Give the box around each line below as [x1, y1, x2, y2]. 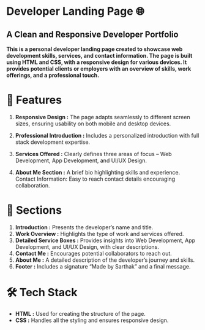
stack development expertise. [15, 138, 91, 146]
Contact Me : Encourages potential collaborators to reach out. [15, 249, 173, 257]
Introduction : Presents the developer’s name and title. [15, 223, 154, 231]
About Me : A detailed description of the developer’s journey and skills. [15, 256, 195, 264]
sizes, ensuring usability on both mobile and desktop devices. [15, 120, 171, 127]
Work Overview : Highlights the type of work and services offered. [15, 230, 184, 237]
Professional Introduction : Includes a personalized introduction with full [15, 132, 199, 139]
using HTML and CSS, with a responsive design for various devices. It [6, 58, 187, 66]
